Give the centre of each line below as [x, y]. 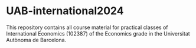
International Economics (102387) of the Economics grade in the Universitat [98, 33]
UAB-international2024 [65, 11]
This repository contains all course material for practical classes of [87, 27]
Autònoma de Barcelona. [36, 40]
